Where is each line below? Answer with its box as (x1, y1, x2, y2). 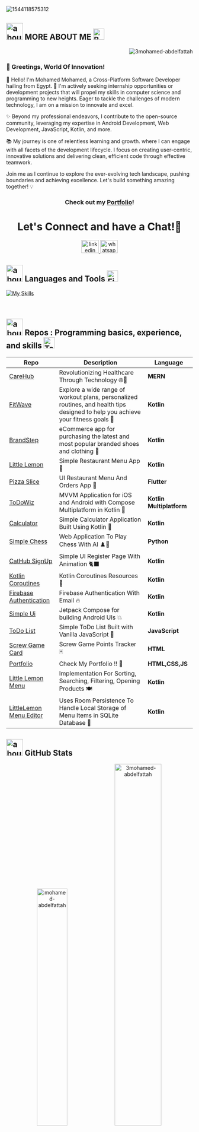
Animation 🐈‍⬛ (59, 560, 99, 568)
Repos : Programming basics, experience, (24, 328, 182, 338)
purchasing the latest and (59, 432, 130, 440)
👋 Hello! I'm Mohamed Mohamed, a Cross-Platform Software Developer (6, 76, 181, 83)
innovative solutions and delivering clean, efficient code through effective (6, 153, 185, 160)
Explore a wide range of (59, 385, 126, 394)
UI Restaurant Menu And (59, 474, 127, 482)
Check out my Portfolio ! (65, 198, 134, 207)
